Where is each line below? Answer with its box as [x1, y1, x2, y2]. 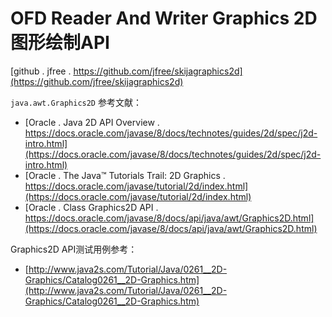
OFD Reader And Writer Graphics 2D [10, 7, 318, 30]
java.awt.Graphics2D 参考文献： [10, 96, 142, 108]
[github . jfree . [10, 65, 72, 77]
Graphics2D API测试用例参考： [10, 243, 138, 255]
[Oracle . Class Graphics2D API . [24, 201, 159, 213]
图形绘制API [10, 32, 110, 54]
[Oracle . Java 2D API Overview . [24, 116, 160, 128]
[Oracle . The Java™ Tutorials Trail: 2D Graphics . [24, 169, 226, 181]
